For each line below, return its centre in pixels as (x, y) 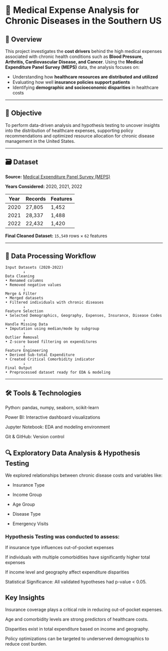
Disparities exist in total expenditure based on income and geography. (77, 629)
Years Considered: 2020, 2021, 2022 (44, 186)
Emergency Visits (30, 524)
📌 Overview (23, 39)
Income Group (27, 495)
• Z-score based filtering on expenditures (51, 342)
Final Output (19, 368)
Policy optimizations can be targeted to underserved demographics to (77, 639)
